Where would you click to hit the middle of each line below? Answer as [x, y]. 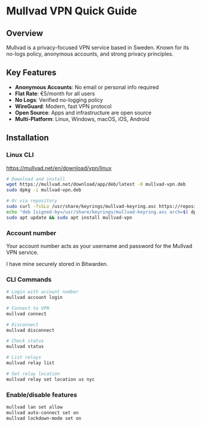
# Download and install [36, 179]
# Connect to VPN [28, 308]
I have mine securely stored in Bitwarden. [57, 264]
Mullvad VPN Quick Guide [72, 11]
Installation [28, 138]
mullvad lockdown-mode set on [44, 418]
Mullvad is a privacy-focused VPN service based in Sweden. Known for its [98, 47]
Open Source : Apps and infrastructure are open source [83, 113]
